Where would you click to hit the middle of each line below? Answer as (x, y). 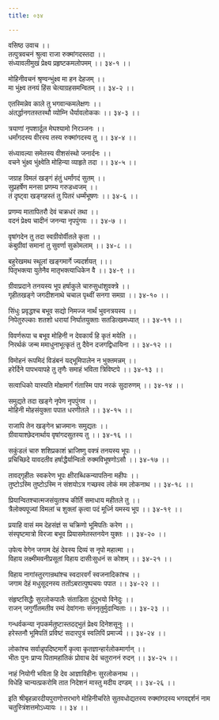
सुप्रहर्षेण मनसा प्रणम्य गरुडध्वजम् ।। (53, 186)
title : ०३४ (26, 15)
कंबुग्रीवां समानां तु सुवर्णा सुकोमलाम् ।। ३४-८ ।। (70, 245)
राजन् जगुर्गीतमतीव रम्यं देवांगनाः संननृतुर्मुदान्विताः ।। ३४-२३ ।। (89, 608)
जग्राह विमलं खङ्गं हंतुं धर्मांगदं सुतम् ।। (57, 178)
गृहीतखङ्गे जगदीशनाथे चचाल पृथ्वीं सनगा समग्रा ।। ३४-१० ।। (89, 295)
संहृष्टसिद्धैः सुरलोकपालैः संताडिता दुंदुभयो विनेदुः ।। (71, 599)
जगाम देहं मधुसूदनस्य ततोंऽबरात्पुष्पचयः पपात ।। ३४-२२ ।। (84, 583)
